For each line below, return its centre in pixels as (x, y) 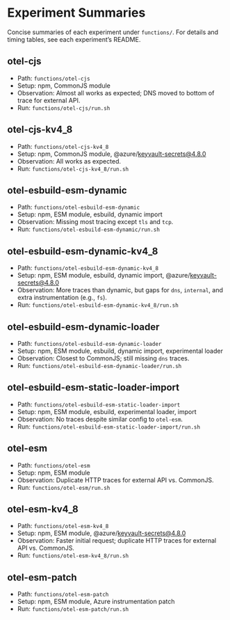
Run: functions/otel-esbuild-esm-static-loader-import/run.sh (108, 427)
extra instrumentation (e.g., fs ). (62, 298)
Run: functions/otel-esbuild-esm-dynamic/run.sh (88, 229)
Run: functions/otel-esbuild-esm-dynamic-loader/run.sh (99, 366)
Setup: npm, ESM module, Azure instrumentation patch (96, 602)
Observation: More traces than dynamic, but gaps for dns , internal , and (120, 290)
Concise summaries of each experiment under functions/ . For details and (113, 32)
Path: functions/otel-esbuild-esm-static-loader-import (99, 404)
